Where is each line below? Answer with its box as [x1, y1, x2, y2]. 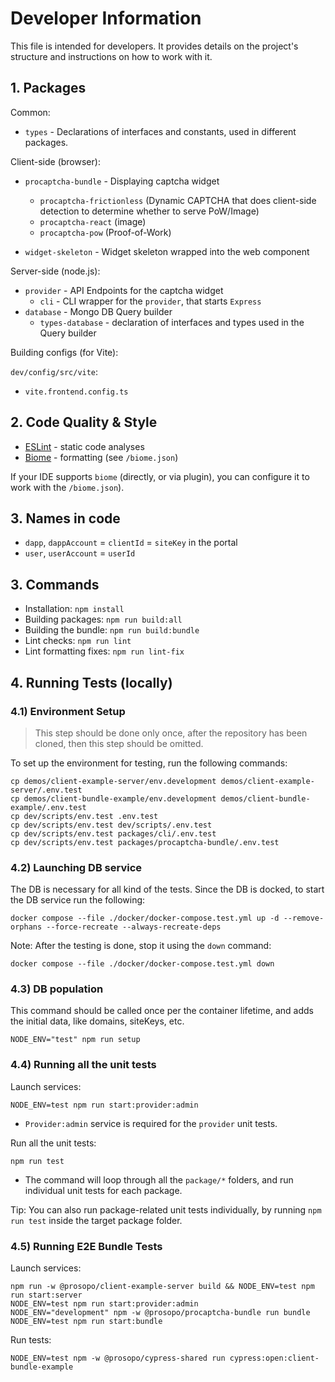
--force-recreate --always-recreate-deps [46, 922, 222, 932]
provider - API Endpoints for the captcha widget [24, 284, 224, 296]
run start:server [10, 1290, 83, 1301]
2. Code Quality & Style [10, 414, 158, 431]
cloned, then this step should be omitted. [34, 737, 204, 749]
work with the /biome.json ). [10, 481, 125, 493]
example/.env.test [10, 802, 87, 812]
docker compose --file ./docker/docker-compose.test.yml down [10, 959, 275, 969]
